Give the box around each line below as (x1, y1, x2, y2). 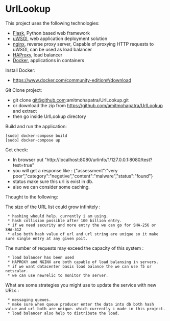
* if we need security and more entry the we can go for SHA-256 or (7, 223, 157, 228)
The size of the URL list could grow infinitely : (5, 204, 101, 210)
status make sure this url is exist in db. (12, 178, 93, 185)
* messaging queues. (7, 297, 52, 303)
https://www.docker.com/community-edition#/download (12, 77, 132, 83)
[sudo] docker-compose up (5, 137, 60, 143)
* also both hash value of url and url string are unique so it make (7, 231, 159, 236)
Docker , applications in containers (12, 57, 85, 63)
